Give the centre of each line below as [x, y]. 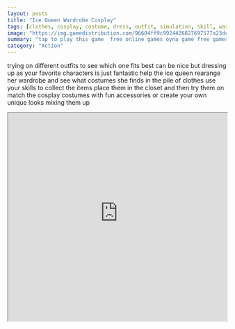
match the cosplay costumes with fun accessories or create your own [107, 95]
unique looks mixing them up [49, 102]
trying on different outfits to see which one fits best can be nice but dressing [117, 66]
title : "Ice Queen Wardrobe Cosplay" [62, 20]
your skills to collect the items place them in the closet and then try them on [116, 88]
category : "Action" [35, 46]
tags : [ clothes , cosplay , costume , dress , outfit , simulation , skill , [112, 26]
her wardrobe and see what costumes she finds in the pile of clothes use [112, 80]
